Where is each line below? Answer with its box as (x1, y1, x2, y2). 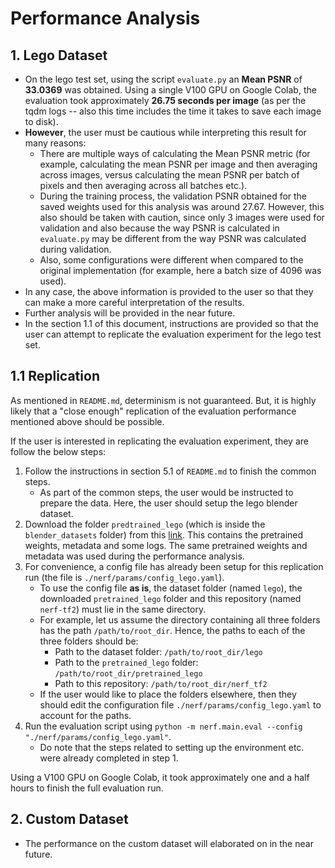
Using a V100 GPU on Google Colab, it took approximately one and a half (10, 771, 310, 783)
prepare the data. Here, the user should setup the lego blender (39, 497, 298, 509)
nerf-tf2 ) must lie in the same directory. (39, 603, 207, 615)
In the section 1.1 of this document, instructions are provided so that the (24, 318, 319, 329)
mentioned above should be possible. (10, 415, 165, 427)
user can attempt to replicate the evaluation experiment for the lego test (24, 328, 322, 340)
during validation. (39, 243, 112, 255)
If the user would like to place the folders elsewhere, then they (39, 688, 297, 700)
